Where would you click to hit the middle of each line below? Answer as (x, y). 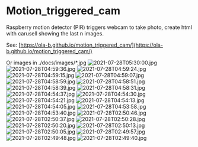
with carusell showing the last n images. (55, 33)
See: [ (13, 45)
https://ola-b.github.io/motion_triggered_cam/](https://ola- (92, 45)
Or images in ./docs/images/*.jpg (46, 63)
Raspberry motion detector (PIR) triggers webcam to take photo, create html (99, 27)
